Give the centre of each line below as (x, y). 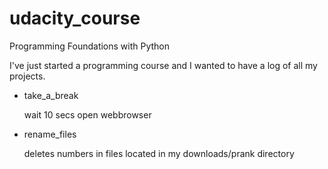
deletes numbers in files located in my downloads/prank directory (159, 153)
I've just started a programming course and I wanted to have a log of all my (163, 65)
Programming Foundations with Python (90, 46)
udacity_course (75, 18)
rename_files (50, 134)
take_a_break (51, 95)
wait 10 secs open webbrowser (87, 114)
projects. (27, 76)
